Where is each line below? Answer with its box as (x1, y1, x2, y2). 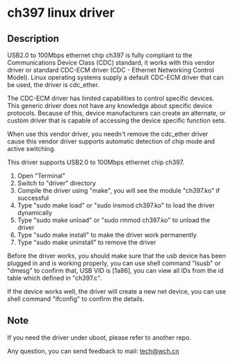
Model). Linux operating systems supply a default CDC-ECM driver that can (7, 73, 224, 81)
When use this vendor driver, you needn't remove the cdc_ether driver (7, 130, 209, 138)
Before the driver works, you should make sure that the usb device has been (7, 252, 226, 260)
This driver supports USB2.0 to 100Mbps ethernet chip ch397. (7, 158, 184, 166)
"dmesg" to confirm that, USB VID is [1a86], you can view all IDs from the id (7, 267, 224, 274)
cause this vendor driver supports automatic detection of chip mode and (7, 137, 215, 145)
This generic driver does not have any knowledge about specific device (7, 102, 213, 109)
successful (17, 194, 49, 202)
